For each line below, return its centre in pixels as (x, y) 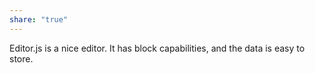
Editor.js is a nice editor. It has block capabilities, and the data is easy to (157, 48)
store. (21, 58)
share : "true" (39, 19)
